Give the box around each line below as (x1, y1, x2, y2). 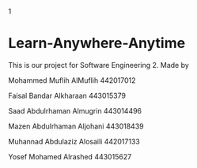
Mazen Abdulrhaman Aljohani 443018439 (8, 121, 144, 131)
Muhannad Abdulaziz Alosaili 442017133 (8, 136, 140, 146)
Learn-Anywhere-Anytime (8, 35, 186, 52)
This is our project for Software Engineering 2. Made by (8, 60, 190, 69)
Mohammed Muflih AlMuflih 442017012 (8, 75, 136, 85)
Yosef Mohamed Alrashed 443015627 (8, 151, 132, 161)
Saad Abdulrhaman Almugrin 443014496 (8, 106, 142, 115)
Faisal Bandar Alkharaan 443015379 (8, 91, 127, 100)
